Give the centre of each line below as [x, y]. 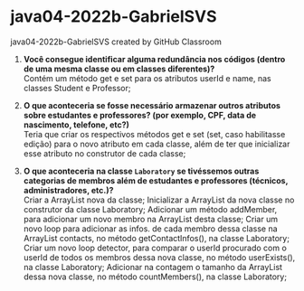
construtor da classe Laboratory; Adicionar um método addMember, [150, 209]
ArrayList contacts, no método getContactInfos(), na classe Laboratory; [157, 238]
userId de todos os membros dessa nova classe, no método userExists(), [159, 257]
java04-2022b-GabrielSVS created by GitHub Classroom [116, 42]
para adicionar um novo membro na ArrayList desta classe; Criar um [151, 219]
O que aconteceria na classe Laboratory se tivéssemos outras [141, 171]
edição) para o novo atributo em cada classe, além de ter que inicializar [157, 144]
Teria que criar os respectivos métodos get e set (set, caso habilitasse [154, 134]
